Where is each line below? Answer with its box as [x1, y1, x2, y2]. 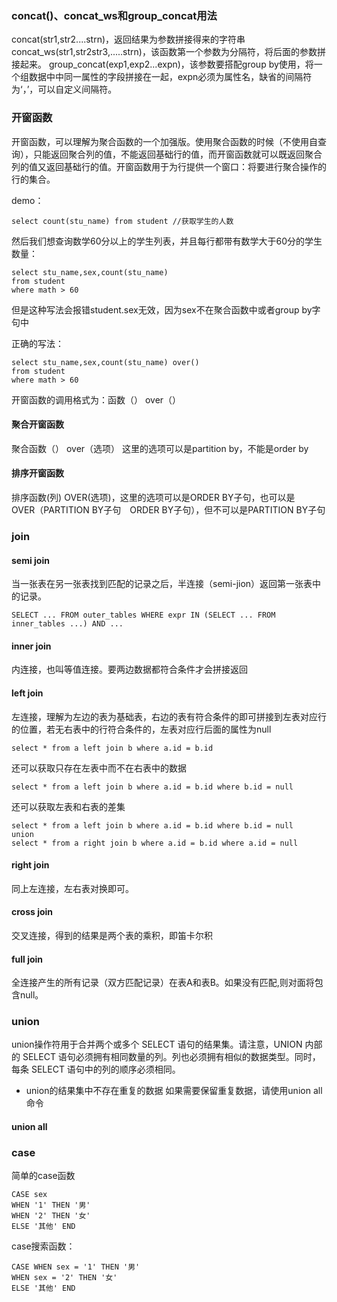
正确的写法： [11, 337, 64, 349]
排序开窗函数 [11, 467, 64, 479]
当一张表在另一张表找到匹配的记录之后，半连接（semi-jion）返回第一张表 [11, 578, 313, 590]
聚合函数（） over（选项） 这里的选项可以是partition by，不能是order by [11, 442, 309, 454]
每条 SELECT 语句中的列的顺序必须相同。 [11, 1063, 181, 1076]
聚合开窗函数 [11, 418, 64, 431]
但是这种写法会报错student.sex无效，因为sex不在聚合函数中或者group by [11, 303, 313, 316]
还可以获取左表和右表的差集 [11, 800, 126, 812]
